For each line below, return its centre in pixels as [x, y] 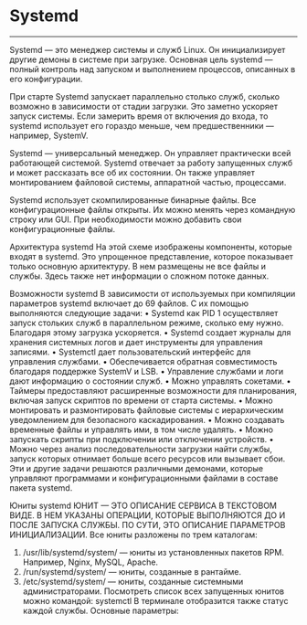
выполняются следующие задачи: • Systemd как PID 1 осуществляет [144, 312]
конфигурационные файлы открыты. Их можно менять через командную [153, 209]
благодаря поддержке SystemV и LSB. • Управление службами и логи [147, 371]
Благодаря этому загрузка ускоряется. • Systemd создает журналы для [150, 332]
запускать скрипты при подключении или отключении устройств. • [142, 439]
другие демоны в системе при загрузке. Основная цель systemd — [141, 59]
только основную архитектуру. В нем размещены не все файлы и [138, 266]
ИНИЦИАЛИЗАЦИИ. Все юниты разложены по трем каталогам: [133, 535]
